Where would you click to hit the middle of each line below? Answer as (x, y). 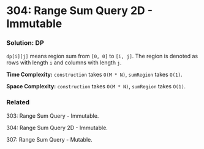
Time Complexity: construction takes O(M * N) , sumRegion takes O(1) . (94, 75)
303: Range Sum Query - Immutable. (53, 116)
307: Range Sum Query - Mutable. (50, 139)
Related (18, 102)
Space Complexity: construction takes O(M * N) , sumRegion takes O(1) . (96, 86)
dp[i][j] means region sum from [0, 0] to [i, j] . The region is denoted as (102, 56)
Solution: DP (25, 43)
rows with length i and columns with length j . (64, 63)
